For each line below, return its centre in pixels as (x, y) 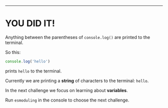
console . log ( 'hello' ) (28, 61)
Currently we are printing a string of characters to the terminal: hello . (77, 80)
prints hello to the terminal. (33, 71)
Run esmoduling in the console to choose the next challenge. (67, 100)
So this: (13, 52)
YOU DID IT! (30, 23)
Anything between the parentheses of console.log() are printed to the (78, 37)
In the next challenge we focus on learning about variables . (67, 90)
